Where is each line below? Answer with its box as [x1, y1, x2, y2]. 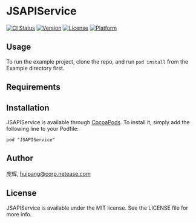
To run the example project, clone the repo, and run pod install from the [6, 58, 189, 65]
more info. [6, 210, 32, 218]
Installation [6, 102, 50, 113]
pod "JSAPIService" [6, 136, 56, 143]
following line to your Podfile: [6, 125, 79, 132]
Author [6, 153, 33, 164]
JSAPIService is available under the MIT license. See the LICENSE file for [6, 204, 189, 211]
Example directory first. [6, 64, 65, 72]
